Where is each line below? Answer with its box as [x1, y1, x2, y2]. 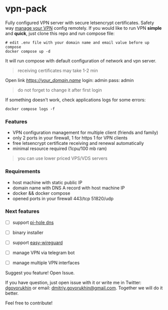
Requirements [5, 168, 41, 175]
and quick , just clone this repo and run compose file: [5, 30, 115, 36]
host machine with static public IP [12, 179, 82, 185]
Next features [5, 208, 40, 215]
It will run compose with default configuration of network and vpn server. [5, 57, 157, 63]
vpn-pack [5, 3, 47, 15]
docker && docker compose [12, 190, 70, 196]
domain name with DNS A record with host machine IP [12, 185, 125, 191]
